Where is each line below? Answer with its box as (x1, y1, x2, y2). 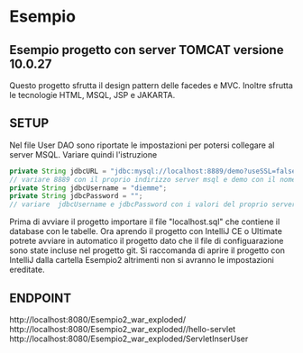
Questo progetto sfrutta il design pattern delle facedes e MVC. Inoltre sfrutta (9, 80, 293, 91)
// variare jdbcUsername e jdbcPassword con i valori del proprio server (9, 200, 297, 209)
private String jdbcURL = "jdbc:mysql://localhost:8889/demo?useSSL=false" (9, 167, 300, 176)
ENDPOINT (9, 290, 72, 305)
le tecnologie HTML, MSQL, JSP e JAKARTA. (9, 90, 176, 100)
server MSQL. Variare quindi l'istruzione (9, 149, 158, 159)
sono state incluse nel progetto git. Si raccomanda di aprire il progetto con (9, 245, 286, 256)
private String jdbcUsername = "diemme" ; (9, 183, 168, 193)
